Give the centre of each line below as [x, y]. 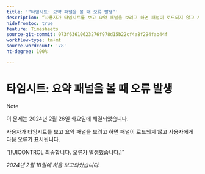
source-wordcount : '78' [37, 46]
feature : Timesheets [33, 29]
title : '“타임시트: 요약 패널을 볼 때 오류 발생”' [62, 12]
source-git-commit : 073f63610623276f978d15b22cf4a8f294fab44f [87, 35]
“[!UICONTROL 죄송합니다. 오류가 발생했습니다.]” [66, 152]
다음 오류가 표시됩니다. [33, 139]
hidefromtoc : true [30, 23]
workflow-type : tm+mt [34, 40]
